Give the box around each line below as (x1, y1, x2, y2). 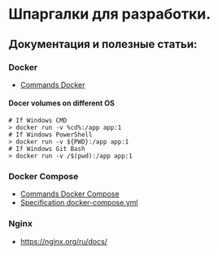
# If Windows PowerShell (8, 131, 93, 139)
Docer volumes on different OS (8, 98, 116, 108)
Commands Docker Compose (20, 189, 120, 199)
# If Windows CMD (8, 117, 68, 125)
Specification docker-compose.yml (20, 198, 138, 208)
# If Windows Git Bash (8, 145, 85, 153)
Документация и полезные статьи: (8, 37, 198, 51)
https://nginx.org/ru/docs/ (20, 236, 108, 246)
